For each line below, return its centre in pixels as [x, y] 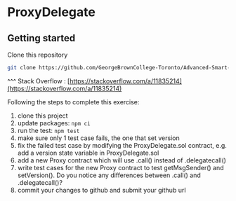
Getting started [41, 38]
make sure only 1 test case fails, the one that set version [99, 138]
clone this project [42, 116]
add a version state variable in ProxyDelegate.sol [88, 153]
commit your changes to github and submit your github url [101, 190]
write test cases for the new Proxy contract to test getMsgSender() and [120, 167]
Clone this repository [38, 55]
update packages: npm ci [54, 123]
